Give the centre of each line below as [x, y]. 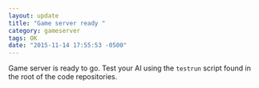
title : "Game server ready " [57, 23]
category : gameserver [45, 30]
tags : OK [23, 38]
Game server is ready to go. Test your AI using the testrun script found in [129, 68]
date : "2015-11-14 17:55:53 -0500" [68, 46]
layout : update [34, 16]
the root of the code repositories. [63, 77]
